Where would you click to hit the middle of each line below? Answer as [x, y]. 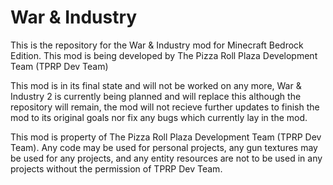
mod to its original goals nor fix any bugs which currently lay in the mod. [159, 117]
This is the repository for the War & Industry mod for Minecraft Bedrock [157, 45]
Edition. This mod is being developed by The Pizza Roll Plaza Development [164, 55]
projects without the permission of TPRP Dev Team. [116, 168]
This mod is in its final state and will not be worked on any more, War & [156, 85]
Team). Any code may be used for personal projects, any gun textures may [164, 147]
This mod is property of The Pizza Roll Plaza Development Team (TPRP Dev [166, 137]
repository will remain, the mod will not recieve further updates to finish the [165, 107]
